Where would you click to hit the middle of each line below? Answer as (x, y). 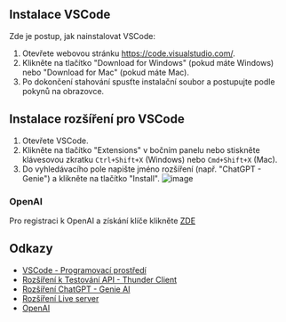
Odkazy (31, 249)
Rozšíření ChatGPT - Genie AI (76, 289)
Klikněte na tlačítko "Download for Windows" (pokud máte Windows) (148, 62)
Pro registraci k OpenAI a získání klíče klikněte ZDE (103, 221)
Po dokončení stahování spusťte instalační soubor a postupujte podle (148, 81)
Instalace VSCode (60, 15)
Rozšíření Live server (60, 298)
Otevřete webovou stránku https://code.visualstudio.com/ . (128, 53)
